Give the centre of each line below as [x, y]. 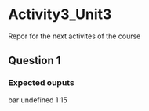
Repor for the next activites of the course [74, 36]
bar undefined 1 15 [38, 100]
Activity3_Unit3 [60, 14]
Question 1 [35, 61]
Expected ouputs [41, 83]
